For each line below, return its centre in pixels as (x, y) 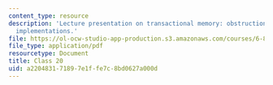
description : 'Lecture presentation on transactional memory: (116, 23)
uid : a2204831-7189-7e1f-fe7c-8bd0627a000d (83, 69)
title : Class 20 (36, 62)
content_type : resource (49, 16)
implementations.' (47, 31)
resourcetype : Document (49, 53)
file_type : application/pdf (56, 46)
